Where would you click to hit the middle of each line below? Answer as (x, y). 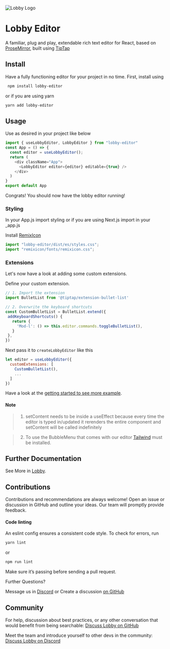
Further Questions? (26, 582)
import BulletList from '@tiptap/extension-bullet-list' (67, 298)
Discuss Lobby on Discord (33, 641)
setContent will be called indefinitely (64, 427)
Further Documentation (43, 459)
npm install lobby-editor (35, 86)
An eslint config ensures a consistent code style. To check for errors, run (82, 533)
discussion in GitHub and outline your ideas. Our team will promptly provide (85, 505)
